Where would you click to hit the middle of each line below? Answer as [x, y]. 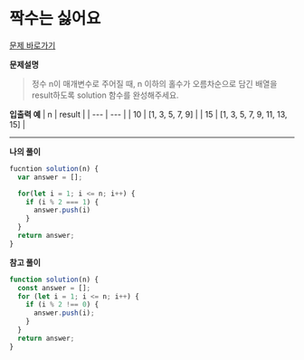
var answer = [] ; [50, 177]
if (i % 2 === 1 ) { [62, 202]
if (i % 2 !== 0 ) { [62, 305]
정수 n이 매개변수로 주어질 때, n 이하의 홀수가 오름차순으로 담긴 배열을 [154, 83]
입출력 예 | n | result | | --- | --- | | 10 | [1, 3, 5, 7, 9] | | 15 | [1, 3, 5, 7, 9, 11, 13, [148, 114]
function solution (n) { [54, 279]
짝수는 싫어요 [55, 19]
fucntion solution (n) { [54, 168]
